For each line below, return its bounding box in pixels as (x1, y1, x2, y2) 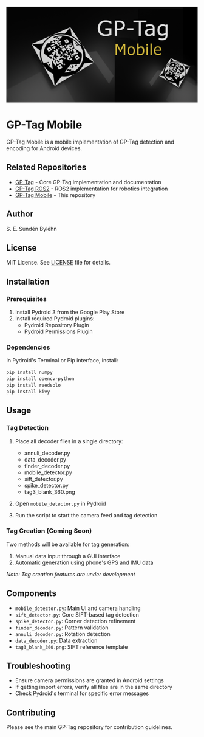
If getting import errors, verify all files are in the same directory (15, 683, 173, 691)
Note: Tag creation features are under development (6, 570, 135, 578)
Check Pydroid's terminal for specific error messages (15, 690, 149, 697)
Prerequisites (6, 294, 47, 303)
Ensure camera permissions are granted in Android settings (15, 677, 164, 684)
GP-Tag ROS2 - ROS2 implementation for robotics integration (15, 185, 168, 192)
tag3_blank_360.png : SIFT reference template (15, 643, 128, 651)
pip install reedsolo (6, 382, 61, 389)
